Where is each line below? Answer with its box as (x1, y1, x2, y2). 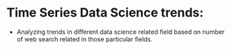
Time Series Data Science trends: (6, 5, 204, 21)
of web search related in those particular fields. (16, 35, 153, 43)
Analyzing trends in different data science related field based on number (16, 28, 225, 36)
